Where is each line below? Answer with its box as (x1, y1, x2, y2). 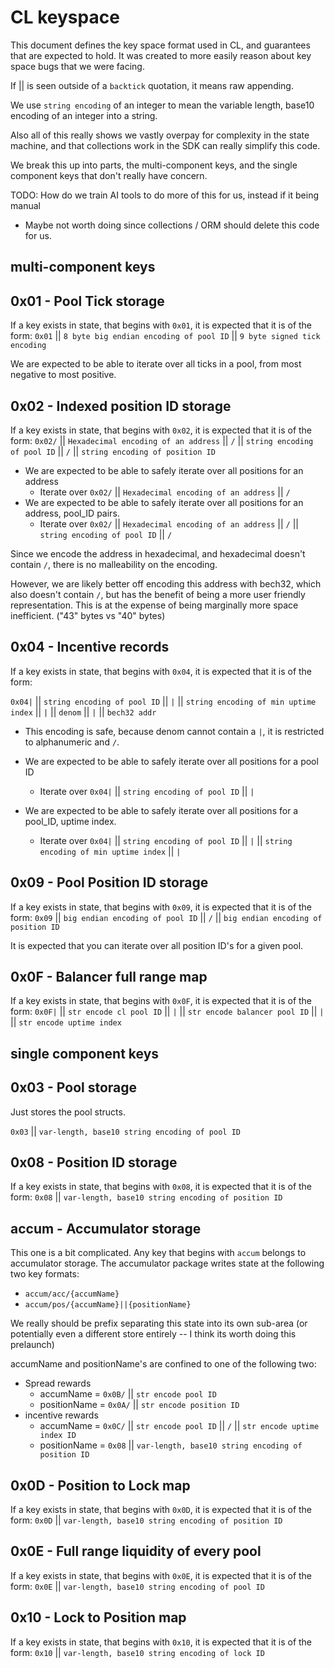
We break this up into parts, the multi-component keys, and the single (10, 159, 298, 171)
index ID (39, 1431, 77, 1441)
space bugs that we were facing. (10, 60, 145, 72)
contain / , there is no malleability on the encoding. (10, 558, 218, 570)
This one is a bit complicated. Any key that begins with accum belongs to (10, 1247, 307, 1259)
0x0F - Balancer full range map (10, 968, 208, 985)
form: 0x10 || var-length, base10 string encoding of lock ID (10, 1646, 265, 1658)
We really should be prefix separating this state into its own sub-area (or (10, 1317, 308, 1330)
